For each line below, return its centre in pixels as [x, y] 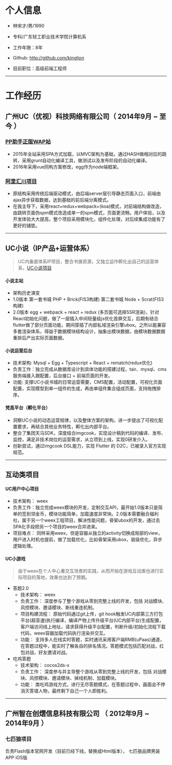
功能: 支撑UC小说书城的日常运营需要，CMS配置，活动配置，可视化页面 [88, 382]
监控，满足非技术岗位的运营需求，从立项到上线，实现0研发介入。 [81, 439]
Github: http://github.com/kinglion [48, 57]
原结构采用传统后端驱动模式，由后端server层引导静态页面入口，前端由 [87, 193]
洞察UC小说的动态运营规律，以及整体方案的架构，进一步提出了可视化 [85, 420]
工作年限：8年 [28, 47]
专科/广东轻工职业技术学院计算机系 [49, 36]
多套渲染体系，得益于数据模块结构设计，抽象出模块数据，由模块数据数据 [89, 331]
